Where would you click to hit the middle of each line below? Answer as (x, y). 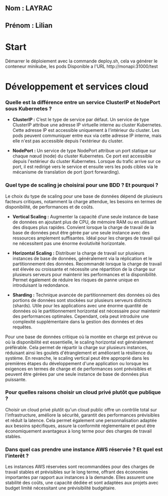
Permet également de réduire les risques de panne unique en (76, 280)
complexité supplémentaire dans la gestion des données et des (78, 321)
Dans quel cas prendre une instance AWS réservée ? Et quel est (84, 449)
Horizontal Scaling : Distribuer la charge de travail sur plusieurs (78, 253)
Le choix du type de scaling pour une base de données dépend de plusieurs (84, 196)
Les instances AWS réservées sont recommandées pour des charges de (80, 467)
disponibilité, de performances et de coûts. (50, 207)
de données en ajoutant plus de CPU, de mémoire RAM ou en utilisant (85, 222)
